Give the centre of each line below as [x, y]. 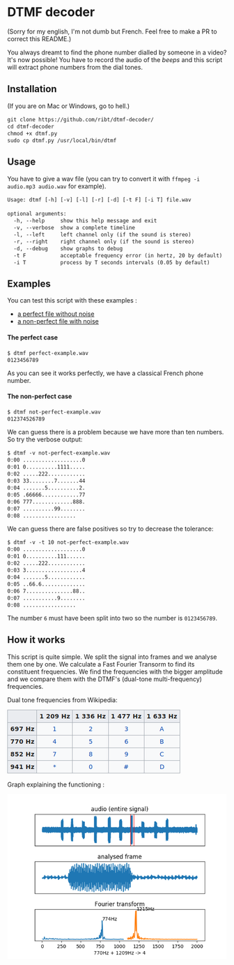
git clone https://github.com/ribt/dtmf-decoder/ [81, 119]
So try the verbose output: [45, 439]
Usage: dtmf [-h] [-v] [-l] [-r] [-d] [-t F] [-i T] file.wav [99, 199]
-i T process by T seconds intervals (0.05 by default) [112, 262]
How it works [36, 640]
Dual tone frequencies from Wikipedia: [62, 700]
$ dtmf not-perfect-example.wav [54, 412]
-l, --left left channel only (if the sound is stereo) [102, 234]
